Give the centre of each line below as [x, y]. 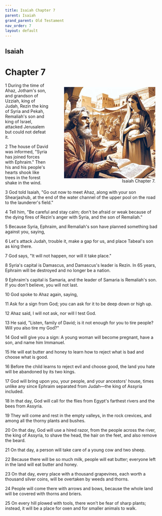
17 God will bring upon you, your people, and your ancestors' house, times [80, 381]
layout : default [21, 31]
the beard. [15, 441]
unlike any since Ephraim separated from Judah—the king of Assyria [74, 387]
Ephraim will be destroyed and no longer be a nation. [58, 271]
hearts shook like [22, 172]
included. [14, 391]
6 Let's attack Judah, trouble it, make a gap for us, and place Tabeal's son [79, 241]
